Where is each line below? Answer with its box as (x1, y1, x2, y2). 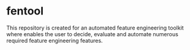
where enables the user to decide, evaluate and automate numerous (6, 30, 179, 37)
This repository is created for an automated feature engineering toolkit (6, 24, 184, 31)
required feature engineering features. (6, 37, 103, 44)
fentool (6, 4, 44, 18)
